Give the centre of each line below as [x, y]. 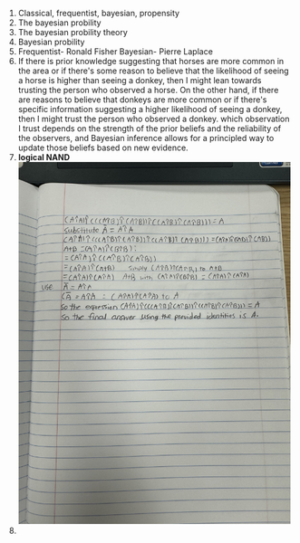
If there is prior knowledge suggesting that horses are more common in [151, 61]
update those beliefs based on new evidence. [103, 148]
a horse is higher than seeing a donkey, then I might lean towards [140, 80]
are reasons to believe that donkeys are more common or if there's [142, 100]
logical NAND [44, 157]
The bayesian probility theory [73, 32]
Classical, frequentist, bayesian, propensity [98, 13]
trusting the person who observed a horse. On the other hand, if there [148, 90]
